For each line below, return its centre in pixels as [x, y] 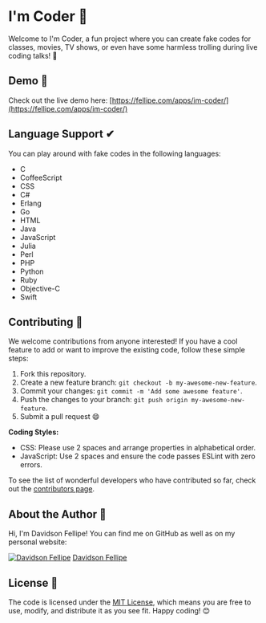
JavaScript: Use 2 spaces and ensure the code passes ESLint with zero [137, 456]
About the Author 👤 [57, 514]
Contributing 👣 [46, 322]
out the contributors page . [51, 489]
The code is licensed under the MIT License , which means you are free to [130, 602]
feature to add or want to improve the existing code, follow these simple [127, 350]
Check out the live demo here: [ [60, 100]
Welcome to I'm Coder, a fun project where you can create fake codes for [129, 39]
